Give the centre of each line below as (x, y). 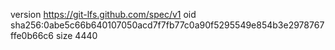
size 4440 (76, 35)
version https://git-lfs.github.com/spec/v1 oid (103, 14)
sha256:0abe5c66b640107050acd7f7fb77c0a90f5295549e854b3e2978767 (167, 25)
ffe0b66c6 (32, 35)
